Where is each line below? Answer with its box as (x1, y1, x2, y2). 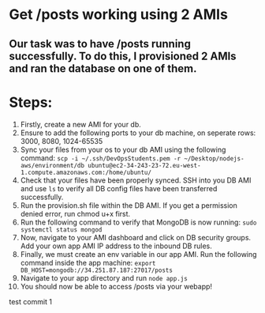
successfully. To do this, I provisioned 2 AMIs (9, 49, 237, 62)
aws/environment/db (20, 161, 85, 169)
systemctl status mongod (20, 225, 103, 234)
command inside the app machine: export (20, 258, 156, 267)
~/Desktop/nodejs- (184, 154, 244, 163)
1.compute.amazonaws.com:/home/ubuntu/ (20, 168, 152, 176)
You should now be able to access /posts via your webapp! (20, 281, 212, 291)
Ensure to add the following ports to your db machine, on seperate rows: (20, 128, 256, 138)
